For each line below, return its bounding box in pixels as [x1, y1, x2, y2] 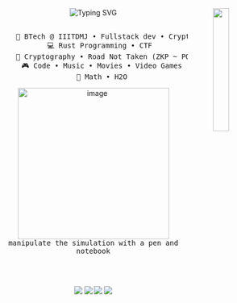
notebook [76, 247, 111, 255]
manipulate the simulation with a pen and [7, 239, 179, 247]
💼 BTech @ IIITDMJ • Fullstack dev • [15, 32, 165, 41]
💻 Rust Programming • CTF [47, 41, 153, 50]
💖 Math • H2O [76, 73, 127, 81]
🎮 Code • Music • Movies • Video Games [21, 61, 182, 70]
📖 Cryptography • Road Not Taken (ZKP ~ [15, 52, 178, 61]
